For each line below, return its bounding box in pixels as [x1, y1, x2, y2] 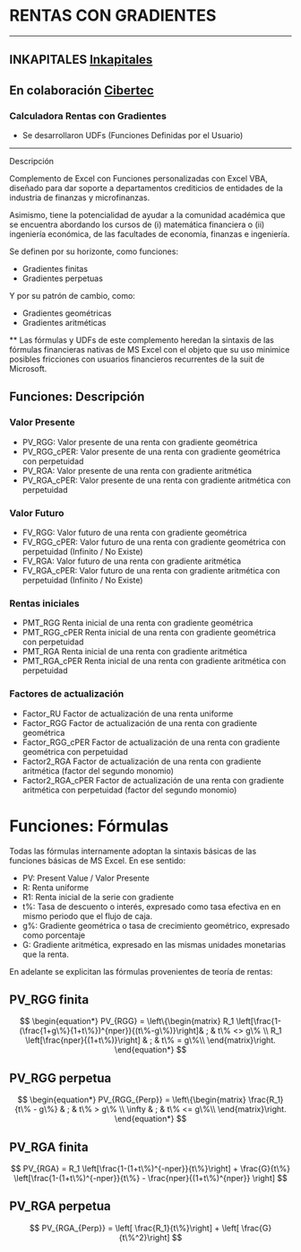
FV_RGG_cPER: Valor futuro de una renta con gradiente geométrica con [21, 537, 287, 547]
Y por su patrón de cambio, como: [9, 291, 136, 302]
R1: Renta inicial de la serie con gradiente [21, 891, 175, 902]
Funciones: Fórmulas [9, 816, 169, 836]
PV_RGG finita [9, 992, 90, 1007]
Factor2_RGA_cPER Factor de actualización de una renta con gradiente [21, 775, 285, 785]
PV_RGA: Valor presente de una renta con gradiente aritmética [21, 465, 253, 476]
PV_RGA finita [9, 1139, 89, 1154]
